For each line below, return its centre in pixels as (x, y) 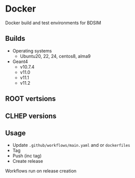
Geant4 (20, 62)
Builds (15, 39)
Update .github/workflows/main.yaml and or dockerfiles (71, 145)
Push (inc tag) (27, 156)
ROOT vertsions (31, 99)
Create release (28, 161)
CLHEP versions (31, 116)
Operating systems (32, 50)
